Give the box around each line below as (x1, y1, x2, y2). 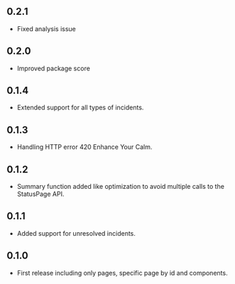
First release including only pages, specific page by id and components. (16, 268, 228, 277)
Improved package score (16, 64, 90, 72)
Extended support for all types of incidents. (16, 103, 144, 112)
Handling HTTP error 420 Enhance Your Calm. (16, 143, 153, 151)
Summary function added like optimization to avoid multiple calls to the (16, 182, 225, 191)
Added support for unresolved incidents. (16, 229, 136, 237)
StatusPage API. (16, 190, 65, 198)
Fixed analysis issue (16, 24, 76, 33)
